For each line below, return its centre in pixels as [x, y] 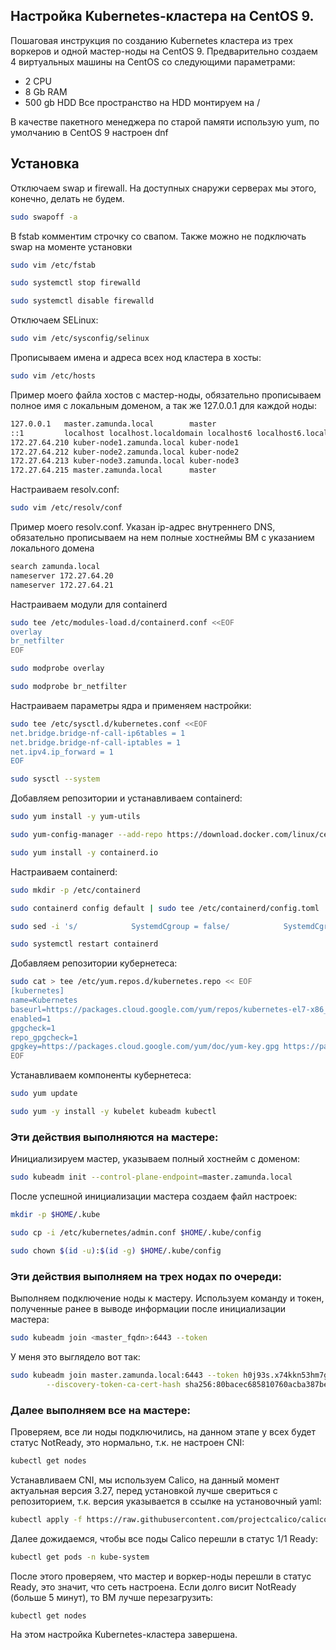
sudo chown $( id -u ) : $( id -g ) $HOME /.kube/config [116, 1250]
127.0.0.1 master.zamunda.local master [113, 424]
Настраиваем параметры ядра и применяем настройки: [131, 705]
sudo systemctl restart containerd [84, 944]
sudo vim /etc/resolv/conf [66, 508]
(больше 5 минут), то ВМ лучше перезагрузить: [111, 1597]
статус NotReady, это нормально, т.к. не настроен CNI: [127, 1442]
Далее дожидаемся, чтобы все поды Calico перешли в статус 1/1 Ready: [164, 1538]
